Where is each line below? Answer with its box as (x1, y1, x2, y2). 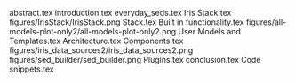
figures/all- (245, 17, 287, 27)
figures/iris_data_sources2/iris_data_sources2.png (9, 45, 194, 56)
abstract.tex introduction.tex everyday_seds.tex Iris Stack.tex (9, 8, 232, 18)
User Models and (178, 26, 242, 36)
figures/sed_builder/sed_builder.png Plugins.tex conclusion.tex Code (9, 55, 261, 64)
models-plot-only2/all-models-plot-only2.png (9, 26, 177, 36)
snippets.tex (9, 64, 55, 74)
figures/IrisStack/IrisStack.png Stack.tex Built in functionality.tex (9, 17, 244, 27)
